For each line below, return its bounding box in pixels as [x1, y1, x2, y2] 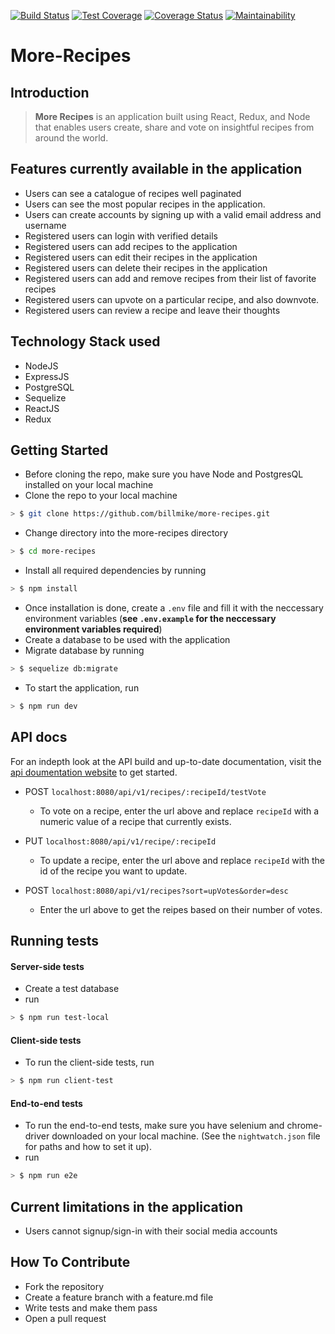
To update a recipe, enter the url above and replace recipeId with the [39, 854, 325, 866]
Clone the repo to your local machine [24, 490, 178, 502]
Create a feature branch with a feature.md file [24, 1291, 214, 1303]
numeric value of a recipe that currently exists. [39, 815, 232, 827]
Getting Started [10, 442, 109, 459]
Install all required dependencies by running [24, 565, 207, 577]
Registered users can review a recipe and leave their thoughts [24, 304, 281, 316]
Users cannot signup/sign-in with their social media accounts [24, 1225, 278, 1237]
